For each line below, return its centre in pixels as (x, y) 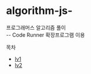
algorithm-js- (39, 11)
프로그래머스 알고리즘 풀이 (36, 27)
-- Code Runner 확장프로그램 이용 (45, 35)
